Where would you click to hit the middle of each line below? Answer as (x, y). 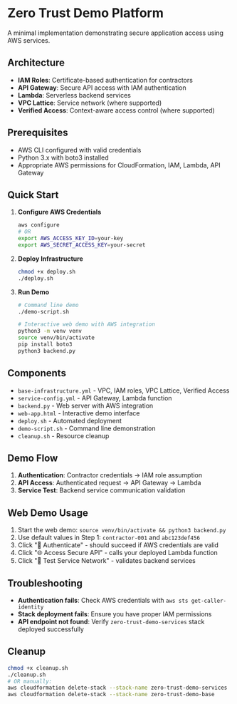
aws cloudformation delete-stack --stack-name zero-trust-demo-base (111, 695)
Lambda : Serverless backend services (74, 95)
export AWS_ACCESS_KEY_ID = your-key (70, 239)
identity (31, 607)
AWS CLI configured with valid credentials (79, 150)
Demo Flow (33, 458)
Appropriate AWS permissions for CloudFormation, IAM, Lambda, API (119, 165)
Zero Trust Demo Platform (85, 13)
